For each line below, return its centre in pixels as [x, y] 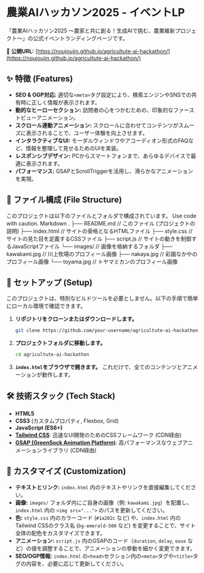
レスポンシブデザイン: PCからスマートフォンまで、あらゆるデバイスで [103, 156]
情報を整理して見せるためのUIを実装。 [74, 148]
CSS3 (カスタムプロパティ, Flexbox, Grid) [67, 421]
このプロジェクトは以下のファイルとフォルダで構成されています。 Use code [101, 216]
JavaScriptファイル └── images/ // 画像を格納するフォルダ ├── [92, 246]
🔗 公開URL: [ [22, 51]
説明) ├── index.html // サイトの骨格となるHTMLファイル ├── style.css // [100, 231]
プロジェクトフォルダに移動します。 [60, 343]
